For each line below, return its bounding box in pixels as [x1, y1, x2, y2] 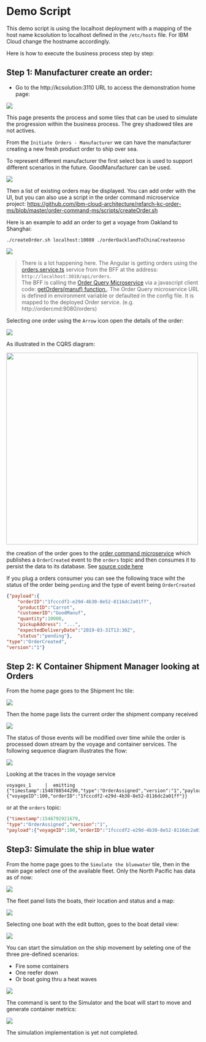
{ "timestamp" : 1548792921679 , [6, 816, 81, 822]
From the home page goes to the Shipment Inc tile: [6, 687, 134, 695]
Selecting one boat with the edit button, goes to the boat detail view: [6, 920, 179, 928]
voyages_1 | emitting [6, 782, 75, 789]
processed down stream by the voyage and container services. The [6, 740, 177, 748]
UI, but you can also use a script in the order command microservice [6, 194, 180, 201]
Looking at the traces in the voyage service [6, 770, 116, 778]
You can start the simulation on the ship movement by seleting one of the [6, 944, 191, 951]
